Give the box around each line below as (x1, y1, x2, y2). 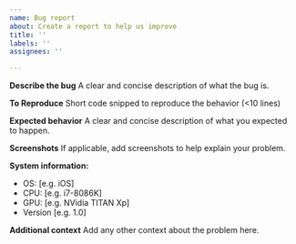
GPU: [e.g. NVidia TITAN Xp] (22, 198, 130, 208)
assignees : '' (9, 47, 64, 56)
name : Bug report (9, 13, 76, 23)
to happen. (9, 125, 50, 137)
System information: (9, 160, 89, 171)
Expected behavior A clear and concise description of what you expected (9, 116, 288, 127)
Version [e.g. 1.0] (22, 207, 87, 219)
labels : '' (9, 38, 51, 48)
